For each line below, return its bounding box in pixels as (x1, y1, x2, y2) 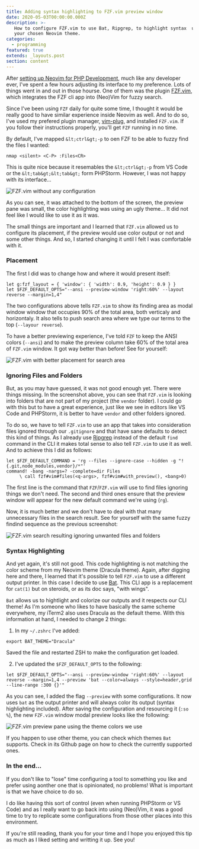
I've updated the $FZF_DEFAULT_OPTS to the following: (14, 661, 142, 668)
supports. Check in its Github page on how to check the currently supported (6, 741, 192, 748)
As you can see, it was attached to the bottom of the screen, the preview (6, 199, 184, 206)
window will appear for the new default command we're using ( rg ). (6, 497, 169, 504)
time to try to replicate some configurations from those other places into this (6, 812, 192, 819)
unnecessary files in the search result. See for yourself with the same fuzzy (6, 514, 191, 522)
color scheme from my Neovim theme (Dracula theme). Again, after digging (6, 567, 190, 574)
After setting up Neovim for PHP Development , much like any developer (6, 75, 181, 82)
